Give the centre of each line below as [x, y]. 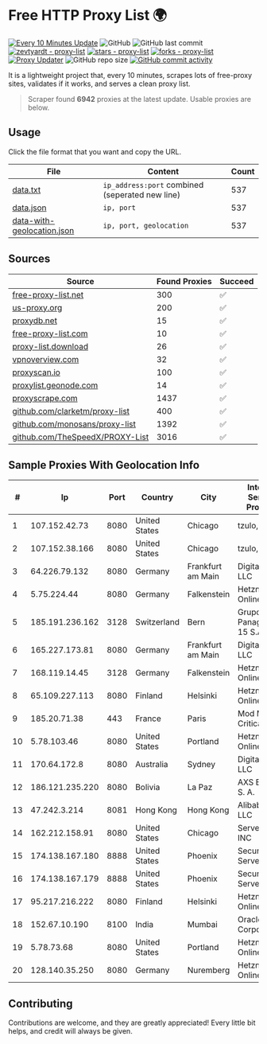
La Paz [200, 787]
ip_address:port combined [153, 185]
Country [157, 497]
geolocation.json [43, 230]
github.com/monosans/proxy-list [74, 424]
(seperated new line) [142, 194]
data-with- [34, 220]
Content [163, 171]
